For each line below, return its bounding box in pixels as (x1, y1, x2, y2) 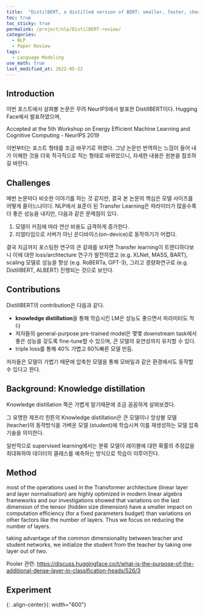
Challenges (6, 178, 51, 188)
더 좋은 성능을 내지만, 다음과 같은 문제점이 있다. (6, 210, 119, 217)
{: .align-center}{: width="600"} (6, 601, 87, 609)
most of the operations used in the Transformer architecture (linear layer (6, 484, 189, 491)
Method (6, 468, 37, 478)
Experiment (6, 585, 52, 595)
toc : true (6, 15, 32, 21)
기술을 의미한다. (6, 429, 45, 436)
